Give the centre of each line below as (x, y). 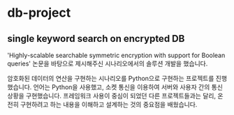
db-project (39, 13)
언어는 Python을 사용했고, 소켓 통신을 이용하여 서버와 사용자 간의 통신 (128, 87)
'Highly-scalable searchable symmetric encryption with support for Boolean (116, 55)
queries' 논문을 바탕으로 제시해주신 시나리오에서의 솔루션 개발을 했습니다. (108, 63)
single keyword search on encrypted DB (96, 39)
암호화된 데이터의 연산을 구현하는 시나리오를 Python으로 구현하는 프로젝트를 (111, 78)
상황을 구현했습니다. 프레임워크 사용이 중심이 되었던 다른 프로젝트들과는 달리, (112, 96)
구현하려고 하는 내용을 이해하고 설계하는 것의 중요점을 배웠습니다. (109, 105)
